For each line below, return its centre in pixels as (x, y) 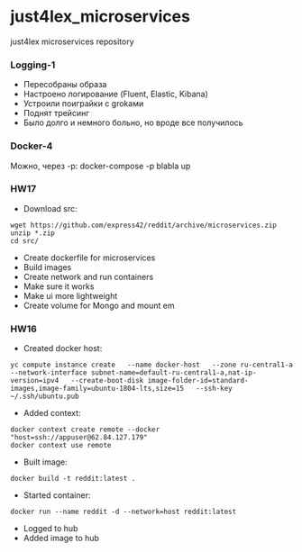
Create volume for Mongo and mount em (99, 305)
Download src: (50, 208)
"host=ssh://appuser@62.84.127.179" (79, 438)
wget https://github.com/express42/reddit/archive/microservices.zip (144, 225)
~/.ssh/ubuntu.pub (45, 397)
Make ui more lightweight (70, 295)
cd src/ (25, 240)
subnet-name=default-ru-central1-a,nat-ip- (174, 373)
